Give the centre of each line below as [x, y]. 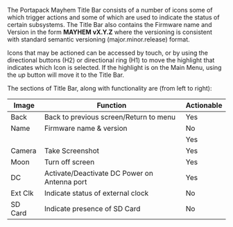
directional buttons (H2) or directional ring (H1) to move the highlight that [111, 60]
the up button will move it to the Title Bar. [66, 75]
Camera [24, 151]
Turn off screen [69, 162]
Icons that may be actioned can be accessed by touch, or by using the [107, 53]
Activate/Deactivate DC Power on [99, 173]
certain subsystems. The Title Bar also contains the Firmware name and [110, 25]
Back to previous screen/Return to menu [110, 117]
